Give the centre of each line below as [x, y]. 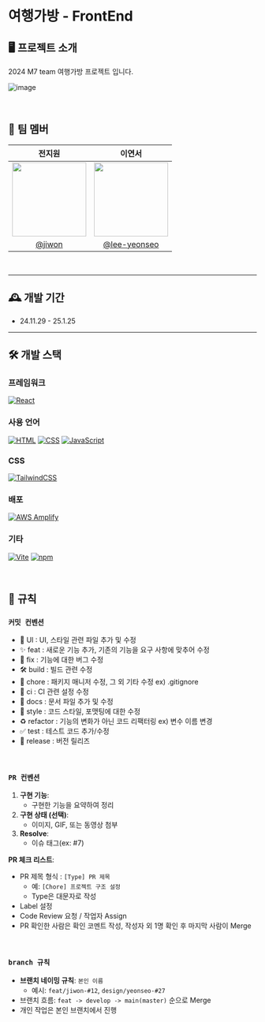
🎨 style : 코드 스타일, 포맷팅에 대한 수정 [80, 711]
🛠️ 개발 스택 [35, 355]
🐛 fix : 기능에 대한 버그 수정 [62, 660]
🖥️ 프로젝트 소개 [43, 48]
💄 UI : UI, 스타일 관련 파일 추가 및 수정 [78, 640]
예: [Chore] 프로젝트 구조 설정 [76, 886]
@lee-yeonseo [131, 244]
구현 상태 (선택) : [44, 815]
